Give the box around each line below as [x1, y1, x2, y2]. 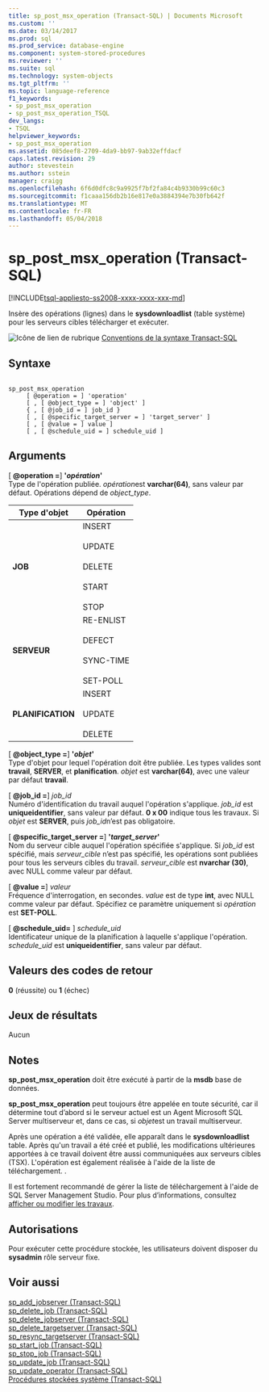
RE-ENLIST [82, 614, 126, 626]
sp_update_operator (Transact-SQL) [8, 1365, 128, 1375]
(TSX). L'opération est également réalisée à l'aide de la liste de [8, 1158, 216, 1168]
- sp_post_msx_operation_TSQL [8, 110, 110, 118]
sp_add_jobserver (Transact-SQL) [8, 1297, 121, 1306]
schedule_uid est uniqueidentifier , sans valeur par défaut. [8, 940, 202, 950]
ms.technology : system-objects [8, 72, 114, 80]
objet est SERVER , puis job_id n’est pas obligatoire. [8, 816, 176, 826]
